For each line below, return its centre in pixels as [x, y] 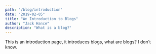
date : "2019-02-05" [25, 14]
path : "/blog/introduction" [34, 10]
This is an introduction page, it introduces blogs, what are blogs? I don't [78, 42]
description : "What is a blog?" [38, 28]
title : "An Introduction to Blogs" [42, 19]
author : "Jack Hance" [27, 23]
